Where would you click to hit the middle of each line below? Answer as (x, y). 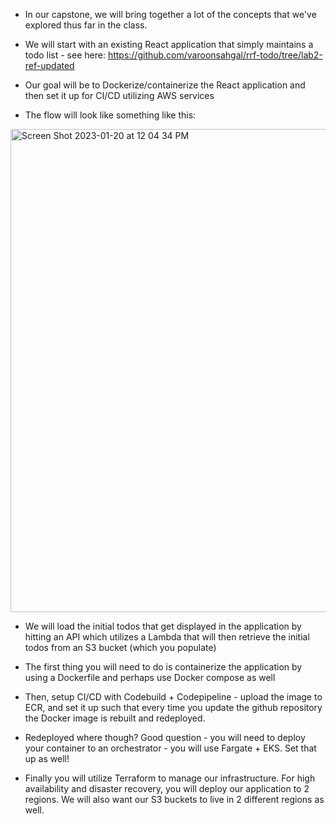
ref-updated (49, 65)
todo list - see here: (65, 55)
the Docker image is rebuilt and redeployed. (115, 718)
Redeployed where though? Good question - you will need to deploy (165, 737)
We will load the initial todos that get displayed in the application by (163, 626)
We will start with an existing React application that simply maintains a (169, 44)
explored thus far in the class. (86, 25)
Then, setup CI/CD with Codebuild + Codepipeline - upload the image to (173, 697)
